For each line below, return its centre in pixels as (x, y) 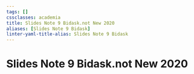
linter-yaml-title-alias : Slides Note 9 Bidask (67, 34)
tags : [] (17, 12)
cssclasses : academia (34, 17)
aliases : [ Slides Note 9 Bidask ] (48, 29)
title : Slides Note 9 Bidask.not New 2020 (60, 23)
